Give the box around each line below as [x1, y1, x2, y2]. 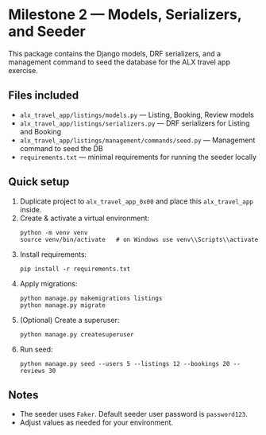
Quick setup [8, 175, 70, 188]
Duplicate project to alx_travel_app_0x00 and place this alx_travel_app [19, 196, 254, 206]
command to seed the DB [19, 143, 103, 153]
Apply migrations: [19, 278, 78, 288]
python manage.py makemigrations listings [19, 294, 163, 302]
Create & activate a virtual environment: [19, 213, 149, 223]
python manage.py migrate [19, 301, 106, 309]
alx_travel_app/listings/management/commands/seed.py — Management [19, 135, 256, 145]
